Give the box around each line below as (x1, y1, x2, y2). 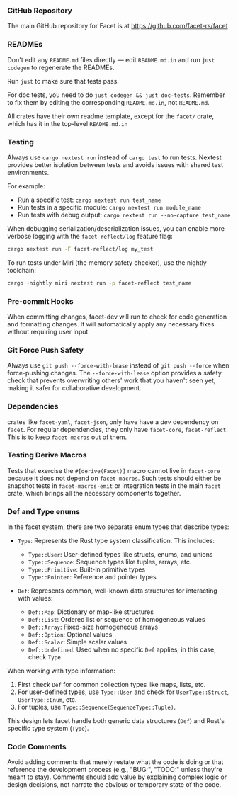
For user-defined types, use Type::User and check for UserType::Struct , (17, 688, 229, 696)
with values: (17, 594, 53, 603)
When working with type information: (7, 666, 115, 675)
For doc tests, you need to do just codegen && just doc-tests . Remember (7, 91, 225, 99)
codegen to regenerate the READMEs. (7, 63, 115, 72)
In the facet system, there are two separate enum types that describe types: (7, 523, 229, 531)
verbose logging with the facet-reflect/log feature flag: (7, 232, 174, 240)
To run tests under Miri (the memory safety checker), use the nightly (7, 258, 207, 267)
